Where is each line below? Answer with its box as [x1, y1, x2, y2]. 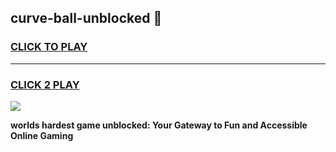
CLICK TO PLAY [10, 40, 88, 54]
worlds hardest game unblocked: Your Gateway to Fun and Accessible [10, 119, 308, 131]
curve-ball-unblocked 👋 [10, 10, 163, 27]
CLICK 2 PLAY [10, 77, 80, 91]
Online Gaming [10, 129, 74, 141]
